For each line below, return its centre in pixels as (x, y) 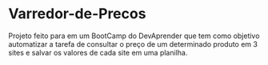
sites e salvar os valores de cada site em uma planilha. (98, 52)
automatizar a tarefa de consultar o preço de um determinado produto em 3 (133, 44)
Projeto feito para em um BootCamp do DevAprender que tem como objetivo (134, 36)
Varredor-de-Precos (77, 14)
